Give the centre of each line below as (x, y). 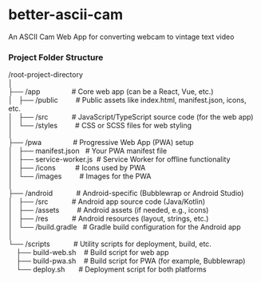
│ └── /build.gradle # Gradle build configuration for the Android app (125, 227)
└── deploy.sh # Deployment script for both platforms (111, 269)
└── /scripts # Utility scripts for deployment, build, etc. (110, 244)
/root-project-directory (46, 75)
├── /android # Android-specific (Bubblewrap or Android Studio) (126, 194)
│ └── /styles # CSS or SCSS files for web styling (100, 126)
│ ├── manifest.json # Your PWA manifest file (88, 151)
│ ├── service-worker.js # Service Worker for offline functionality (119, 159)
